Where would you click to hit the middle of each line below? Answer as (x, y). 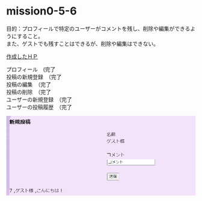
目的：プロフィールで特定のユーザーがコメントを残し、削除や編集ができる (98, 28)
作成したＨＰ (22, 56)
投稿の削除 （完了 (29, 92)
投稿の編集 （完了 (29, 84)
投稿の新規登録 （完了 (34, 77)
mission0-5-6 (41, 11)
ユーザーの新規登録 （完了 (39, 99)
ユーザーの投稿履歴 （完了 (39, 107)
